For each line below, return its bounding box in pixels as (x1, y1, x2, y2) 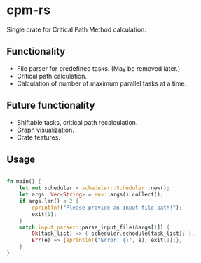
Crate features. (16, 133, 61, 142)
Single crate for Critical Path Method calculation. (6, 25, 146, 34)
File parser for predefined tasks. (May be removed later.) (16, 64, 181, 72)
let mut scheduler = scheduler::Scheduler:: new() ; (19, 184, 170, 191)
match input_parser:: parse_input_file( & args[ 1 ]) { (19, 224, 170, 231)
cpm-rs (6, 2, 50, 18)
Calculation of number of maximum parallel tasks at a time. (16, 79, 187, 88)
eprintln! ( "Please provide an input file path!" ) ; (32, 204, 183, 211)
